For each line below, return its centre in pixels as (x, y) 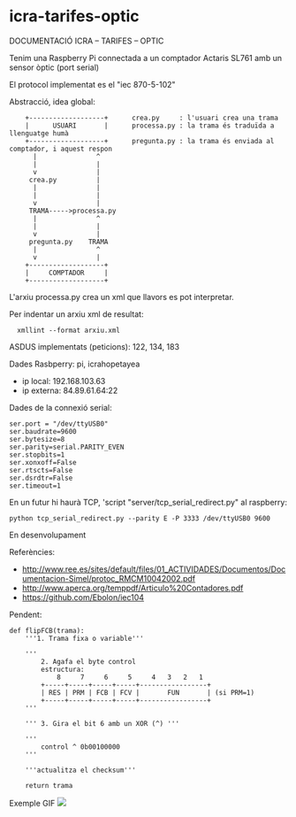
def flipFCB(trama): (47, 630)
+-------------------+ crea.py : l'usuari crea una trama (152, 118)
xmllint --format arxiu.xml (69, 330)
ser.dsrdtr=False (41, 478)
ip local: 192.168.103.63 (64, 381)
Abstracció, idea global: (52, 101)
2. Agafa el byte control (89, 661)
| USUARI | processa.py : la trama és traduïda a (150, 126)
